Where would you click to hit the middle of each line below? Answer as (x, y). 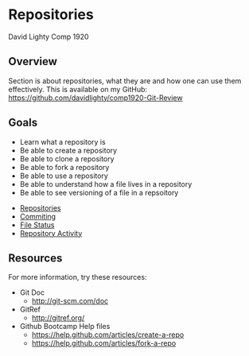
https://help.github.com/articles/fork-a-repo (104, 343)
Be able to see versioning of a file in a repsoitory (99, 192)
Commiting (38, 216)
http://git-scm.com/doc (70, 301)
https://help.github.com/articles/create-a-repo (108, 335)
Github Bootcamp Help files (65, 327)
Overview (33, 62)
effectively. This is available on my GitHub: (78, 89)
